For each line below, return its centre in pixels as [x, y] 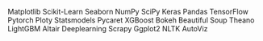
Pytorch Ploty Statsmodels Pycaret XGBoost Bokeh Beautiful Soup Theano [131, 20]
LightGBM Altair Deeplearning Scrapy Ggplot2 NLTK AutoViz [108, 29]
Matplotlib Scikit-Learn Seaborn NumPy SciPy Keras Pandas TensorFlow [128, 12]
